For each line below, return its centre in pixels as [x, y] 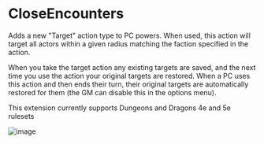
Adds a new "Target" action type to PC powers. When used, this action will [129, 35]
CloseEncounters [66, 14]
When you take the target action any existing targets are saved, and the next [132, 67]
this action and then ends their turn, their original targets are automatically [128, 84]
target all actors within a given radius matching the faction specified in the [128, 43]
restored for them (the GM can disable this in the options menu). [112, 92]
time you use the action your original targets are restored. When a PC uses [129, 76]
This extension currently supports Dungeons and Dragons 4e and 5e [119, 108]
